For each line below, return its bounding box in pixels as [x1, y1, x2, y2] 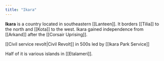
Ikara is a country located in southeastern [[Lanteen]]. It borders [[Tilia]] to [5, 21, 159, 27]
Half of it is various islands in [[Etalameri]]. [5, 51, 93, 57]
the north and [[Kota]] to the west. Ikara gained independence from [5, 26, 144, 32]
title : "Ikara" [5, 7, 37, 12]
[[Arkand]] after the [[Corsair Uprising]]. [5, 31, 87, 37]
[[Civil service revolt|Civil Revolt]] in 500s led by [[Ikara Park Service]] [5, 41, 150, 47]
